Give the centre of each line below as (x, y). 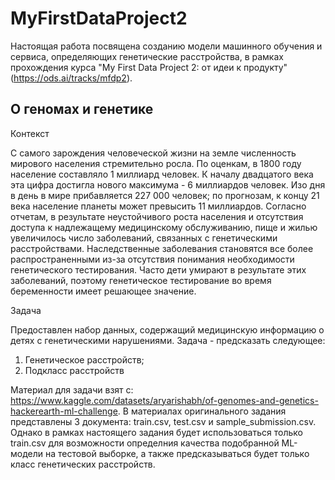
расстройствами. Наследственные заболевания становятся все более (162, 248)
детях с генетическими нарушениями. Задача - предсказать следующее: (168, 340)
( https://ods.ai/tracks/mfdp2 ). (71, 78)
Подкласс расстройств (74, 370)
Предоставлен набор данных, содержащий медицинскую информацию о (167, 329)
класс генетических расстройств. (83, 464)
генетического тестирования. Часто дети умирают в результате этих (158, 269)
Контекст (30, 133)
